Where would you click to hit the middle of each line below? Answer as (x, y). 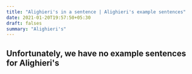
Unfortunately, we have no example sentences (96, 53)
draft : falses (24, 23)
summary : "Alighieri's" (36, 29)
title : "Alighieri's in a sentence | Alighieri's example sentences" (96, 12)
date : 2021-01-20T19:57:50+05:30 (49, 18)
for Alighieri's (33, 63)
